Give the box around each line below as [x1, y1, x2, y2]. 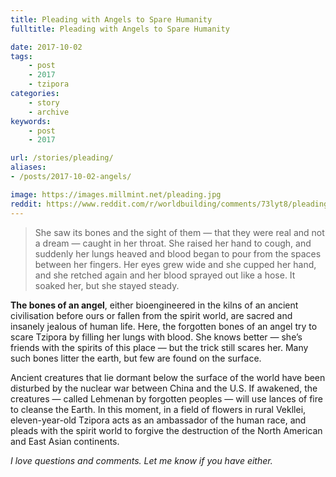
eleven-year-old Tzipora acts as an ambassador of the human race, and [10, 414, 307, 426]
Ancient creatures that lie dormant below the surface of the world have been [10, 371, 326, 383]
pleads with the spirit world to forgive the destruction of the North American [10, 424, 323, 436]
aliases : [10, 162, 47, 173]
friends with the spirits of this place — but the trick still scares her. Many [10, 341, 309, 353]
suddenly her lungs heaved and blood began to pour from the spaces [34, 247, 322, 260]
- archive [28, 107, 70, 117]
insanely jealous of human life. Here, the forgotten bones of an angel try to [10, 320, 318, 332]
